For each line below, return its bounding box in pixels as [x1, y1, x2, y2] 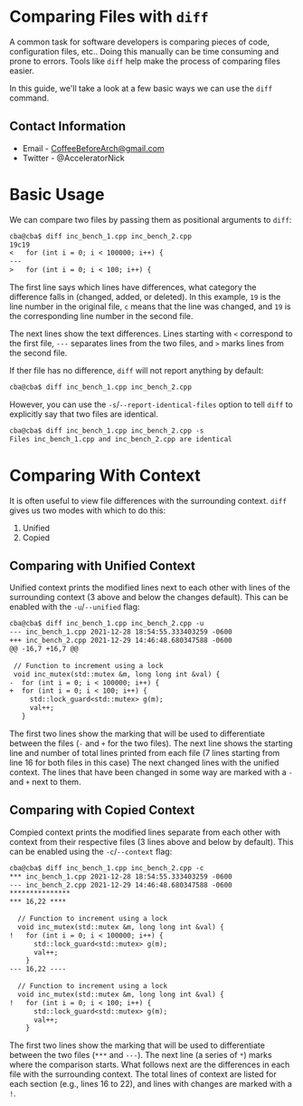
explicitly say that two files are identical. [9, 408, 158, 419]
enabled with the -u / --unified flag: [9, 601, 140, 613]
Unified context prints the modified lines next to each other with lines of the [9, 582, 291, 593]
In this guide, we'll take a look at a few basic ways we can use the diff [9, 82, 273, 93]
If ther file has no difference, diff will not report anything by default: [9, 365, 264, 376]
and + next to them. [9, 776, 81, 787]
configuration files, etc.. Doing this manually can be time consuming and [9, 45, 279, 56]
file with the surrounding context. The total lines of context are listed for [9, 1069, 278, 1080]
